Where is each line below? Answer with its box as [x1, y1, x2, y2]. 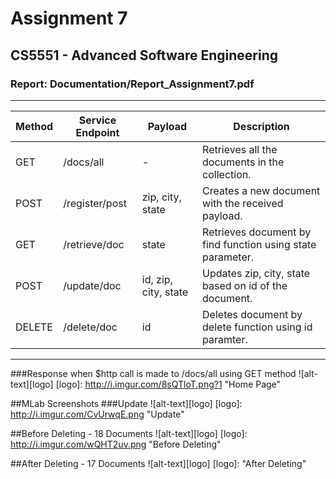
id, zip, [141, 272, 173, 286]
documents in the [202, 155, 285, 169]
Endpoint [75, 125, 120, 139]
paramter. [202, 332, 248, 346]
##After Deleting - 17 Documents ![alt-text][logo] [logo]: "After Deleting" [10, 457, 307, 469]
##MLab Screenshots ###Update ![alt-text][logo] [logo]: [10, 397, 243, 409]
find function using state [202, 237, 317, 251]
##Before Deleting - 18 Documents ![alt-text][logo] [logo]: [10, 427, 248, 439]
